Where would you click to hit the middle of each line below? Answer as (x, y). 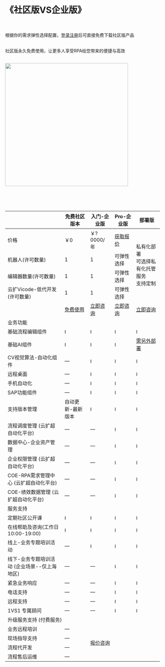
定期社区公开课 (25, 518)
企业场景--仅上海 (36, 566)
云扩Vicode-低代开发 (32, 289)
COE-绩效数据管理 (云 (33, 492)
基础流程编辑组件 (27, 331)
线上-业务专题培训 (29, 542)
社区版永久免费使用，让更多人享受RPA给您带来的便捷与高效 (65, 51)
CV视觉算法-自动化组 (32, 357)
